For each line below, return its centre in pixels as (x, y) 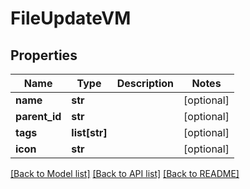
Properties (44, 55)
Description (145, 83)
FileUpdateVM (71, 18)
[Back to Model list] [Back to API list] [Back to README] (125, 173)
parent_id (38, 116)
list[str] (89, 132)
